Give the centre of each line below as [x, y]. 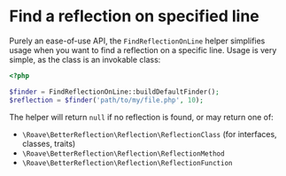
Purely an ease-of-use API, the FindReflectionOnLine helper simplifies [137, 41]
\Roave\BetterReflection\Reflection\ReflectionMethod [123, 153]
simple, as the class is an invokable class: [85, 59]
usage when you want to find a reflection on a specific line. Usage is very [143, 50]
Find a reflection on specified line [134, 16]
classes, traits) [49, 143]
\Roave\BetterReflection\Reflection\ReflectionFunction [127, 163]
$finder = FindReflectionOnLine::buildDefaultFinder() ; [114, 92]
